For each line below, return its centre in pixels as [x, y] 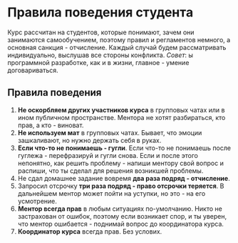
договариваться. [33, 70]
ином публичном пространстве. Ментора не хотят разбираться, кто [121, 117]
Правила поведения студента [100, 13]
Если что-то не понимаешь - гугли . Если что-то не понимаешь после [124, 148]
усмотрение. [37, 201]
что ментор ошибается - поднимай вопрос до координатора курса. [121, 224]
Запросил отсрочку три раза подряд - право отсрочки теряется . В [121, 186]
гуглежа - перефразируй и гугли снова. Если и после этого [108, 155]
